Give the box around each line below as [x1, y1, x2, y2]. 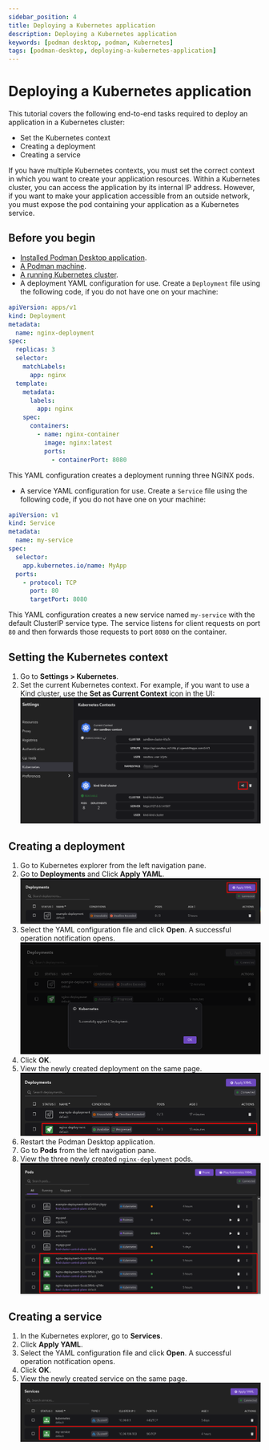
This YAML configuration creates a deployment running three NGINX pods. [8, 470, 255, 480]
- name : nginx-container [37, 430, 120, 438]
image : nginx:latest [43, 438, 113, 447]
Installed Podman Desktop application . [19, 253, 147, 262]
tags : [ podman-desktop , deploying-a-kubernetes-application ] [8, 47, 217, 55]
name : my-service [15, 536, 74, 545]
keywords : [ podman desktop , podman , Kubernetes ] [8, 39, 174, 47]
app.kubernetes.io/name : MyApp [22, 562, 127, 570]
